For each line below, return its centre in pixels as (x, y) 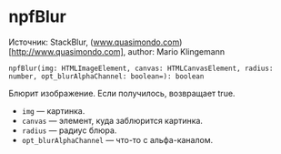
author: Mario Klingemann (176, 51)
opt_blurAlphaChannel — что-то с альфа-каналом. (117, 139)
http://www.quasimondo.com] (67, 51)
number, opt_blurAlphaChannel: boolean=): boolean (106, 76)
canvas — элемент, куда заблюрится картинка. (112, 120)
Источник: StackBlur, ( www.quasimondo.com (94, 42)
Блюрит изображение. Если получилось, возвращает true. (122, 93)
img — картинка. (53, 110)
